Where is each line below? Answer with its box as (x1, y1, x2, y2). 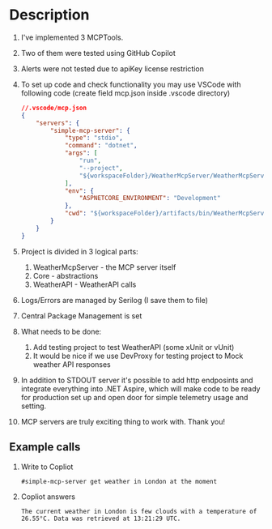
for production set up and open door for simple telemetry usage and (20, 392, 249, 402)
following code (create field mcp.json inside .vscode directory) (20, 87, 231, 98)
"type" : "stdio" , (64, 134, 124, 143)
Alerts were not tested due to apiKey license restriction (20, 63, 205, 74)
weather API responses (32, 359, 112, 369)
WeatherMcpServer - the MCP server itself (32, 262, 176, 272)
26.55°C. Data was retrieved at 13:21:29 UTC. (20, 514, 181, 523)
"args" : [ (64, 149, 98, 157)
